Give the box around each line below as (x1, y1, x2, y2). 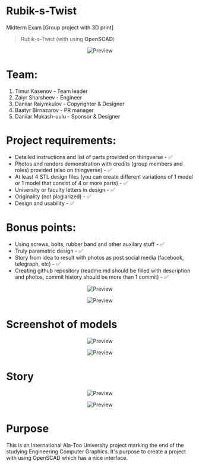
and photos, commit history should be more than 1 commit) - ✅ (14, 273, 169, 281)
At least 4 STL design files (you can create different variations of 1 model (14, 173, 193, 180)
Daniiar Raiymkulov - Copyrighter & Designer (14, 100, 125, 107)
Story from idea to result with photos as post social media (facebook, (14, 254, 184, 261)
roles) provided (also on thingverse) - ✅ (14, 166, 112, 173)
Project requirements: (6, 134, 116, 147)
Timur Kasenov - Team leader (14, 88, 88, 95)
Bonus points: (6, 221, 76, 234)
